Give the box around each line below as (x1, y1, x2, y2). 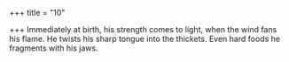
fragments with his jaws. (9, 43, 99, 53)
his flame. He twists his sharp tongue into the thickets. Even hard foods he (9, 34, 281, 44)
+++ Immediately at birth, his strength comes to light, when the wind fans (9, 24, 277, 34)
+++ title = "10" (9, 8, 66, 17)
